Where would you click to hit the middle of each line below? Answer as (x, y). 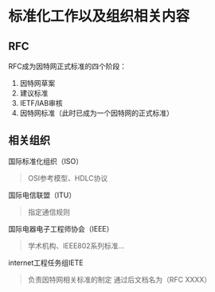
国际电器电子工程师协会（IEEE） (61, 228)
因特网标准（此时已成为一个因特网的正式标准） (96, 113)
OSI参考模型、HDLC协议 (68, 178)
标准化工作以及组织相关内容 (99, 16)
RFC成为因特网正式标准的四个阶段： (68, 66)
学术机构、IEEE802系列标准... (76, 245)
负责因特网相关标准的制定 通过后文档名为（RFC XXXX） (119, 279)
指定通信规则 (49, 212)
